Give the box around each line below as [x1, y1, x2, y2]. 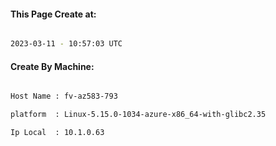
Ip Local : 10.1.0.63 [10, 128, 105, 138]
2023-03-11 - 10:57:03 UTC [10, 39, 123, 49]
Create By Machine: [10, 60, 95, 72]
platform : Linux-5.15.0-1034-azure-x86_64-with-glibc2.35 [10, 110, 267, 120]
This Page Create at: [10, 8, 97, 20]
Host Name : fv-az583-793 [10, 91, 118, 102]
